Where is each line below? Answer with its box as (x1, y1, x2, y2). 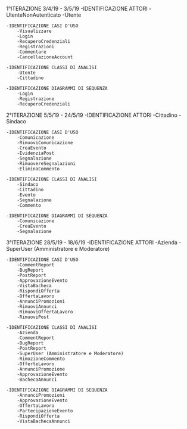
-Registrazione (17, 96, 55, 102)
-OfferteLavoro (17, 361, 55, 367)
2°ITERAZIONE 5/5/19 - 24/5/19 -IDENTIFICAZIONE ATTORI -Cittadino (6, 111, 177, 119)
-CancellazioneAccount (17, 54, 73, 60)
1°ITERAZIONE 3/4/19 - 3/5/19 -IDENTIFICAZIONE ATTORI (6, 5, 148, 12)
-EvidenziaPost (17, 150, 55, 156)
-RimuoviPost (17, 314, 49, 320)
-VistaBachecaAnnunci (17, 418, 70, 424)
